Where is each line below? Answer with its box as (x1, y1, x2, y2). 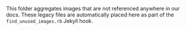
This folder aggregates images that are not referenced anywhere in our (6, 5, 180, 12)
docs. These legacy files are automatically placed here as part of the (6, 11, 174, 18)
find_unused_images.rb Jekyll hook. (6, 18, 93, 24)
